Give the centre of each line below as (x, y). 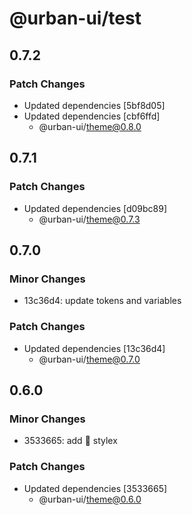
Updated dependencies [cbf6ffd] (92, 116)
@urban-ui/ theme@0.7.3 (89, 219)
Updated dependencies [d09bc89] (95, 208)
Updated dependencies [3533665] (95, 488)
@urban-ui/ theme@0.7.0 (89, 359)
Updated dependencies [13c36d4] (94, 348)
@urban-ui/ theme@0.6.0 (90, 499)
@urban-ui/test (75, 18)
